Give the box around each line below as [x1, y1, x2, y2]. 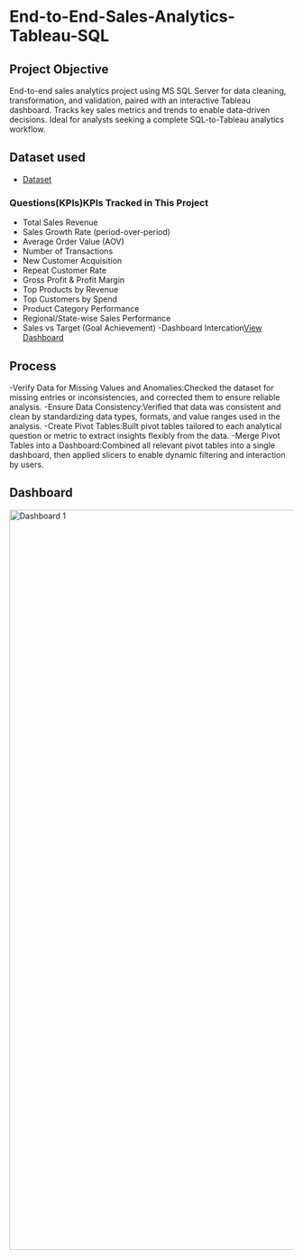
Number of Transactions [22, 246, 114, 256]
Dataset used [9, 150, 86, 165]
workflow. [9, 124, 46, 135]
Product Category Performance [22, 303, 140, 314]
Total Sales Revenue [22, 217, 98, 228]
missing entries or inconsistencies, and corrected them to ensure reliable [9, 391, 280, 403]
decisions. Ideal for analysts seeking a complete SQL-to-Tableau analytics [9, 115, 284, 125]
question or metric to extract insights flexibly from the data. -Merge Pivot [9, 430, 281, 441]
